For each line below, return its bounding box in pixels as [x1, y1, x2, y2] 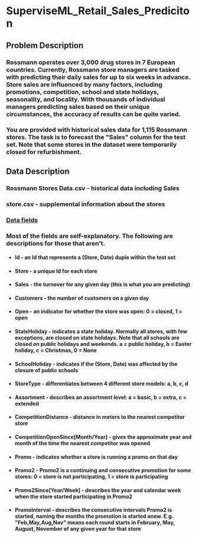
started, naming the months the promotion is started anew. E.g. [14, 513, 174, 520]
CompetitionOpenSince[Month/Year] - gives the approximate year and [14, 434, 192, 441]
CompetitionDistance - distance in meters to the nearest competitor [14, 414, 185, 421]
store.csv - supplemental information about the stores [6, 200, 165, 208]
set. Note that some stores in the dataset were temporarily [6, 140, 177, 149]
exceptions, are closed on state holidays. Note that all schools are [14, 334, 180, 341]
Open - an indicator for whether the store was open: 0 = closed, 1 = [14, 308, 183, 315]
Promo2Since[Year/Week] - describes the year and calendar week [14, 486, 181, 494]
